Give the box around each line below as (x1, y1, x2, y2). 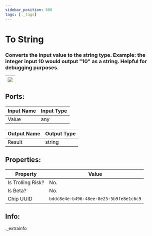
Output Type (44, 130, 76, 137)
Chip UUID (7, 195, 32, 202)
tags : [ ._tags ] (5, 12, 37, 17)
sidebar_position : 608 (5, 7, 52, 13)
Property (14, 170, 37, 177)
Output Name (7, 130, 40, 137)
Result (7, 138, 22, 145)
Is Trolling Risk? (7, 179, 44, 186)
